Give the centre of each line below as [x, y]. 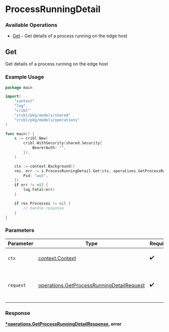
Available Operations [31, 25]
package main [19, 87]
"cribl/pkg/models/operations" [47, 120]
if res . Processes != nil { [43, 203]
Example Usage [25, 77]
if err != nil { [31, 185]
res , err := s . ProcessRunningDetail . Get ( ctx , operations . [76, 171]
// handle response [44, 208]
